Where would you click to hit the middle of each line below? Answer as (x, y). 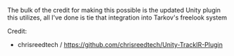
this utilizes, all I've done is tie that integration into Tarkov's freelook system (117, 17)
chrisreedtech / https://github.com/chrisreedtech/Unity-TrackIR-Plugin (120, 44)
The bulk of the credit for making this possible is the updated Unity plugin (114, 10)
